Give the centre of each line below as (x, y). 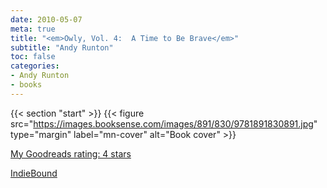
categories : (35, 66)
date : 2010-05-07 (46, 19)
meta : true (33, 29)
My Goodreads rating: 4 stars (71, 153)
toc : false (33, 57)
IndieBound (34, 173)
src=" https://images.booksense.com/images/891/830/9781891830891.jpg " (164, 123)
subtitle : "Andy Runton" (62, 47)
